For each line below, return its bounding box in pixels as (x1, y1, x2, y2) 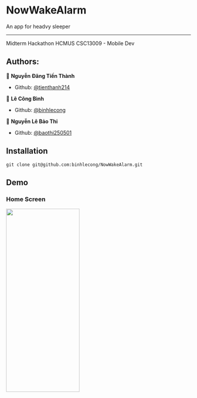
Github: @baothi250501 (14, 129, 72, 136)
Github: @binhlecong (14, 106, 66, 113)
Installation (6, 146, 48, 156)
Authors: (6, 57, 39, 67)
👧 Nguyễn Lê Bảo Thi (6, 118, 58, 125)
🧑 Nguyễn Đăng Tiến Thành (6, 72, 75, 79)
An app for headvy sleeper (6, 23, 71, 30)
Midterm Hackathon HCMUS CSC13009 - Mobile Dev (6, 39, 135, 47)
